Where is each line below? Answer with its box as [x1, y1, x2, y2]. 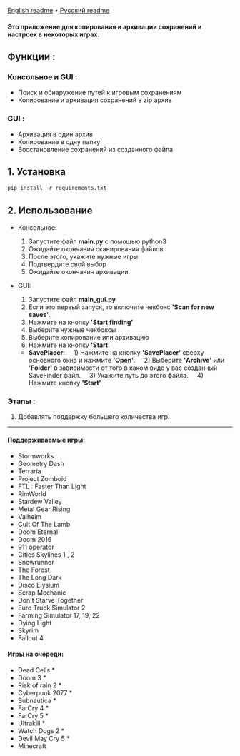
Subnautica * [17, 696, 56, 705]
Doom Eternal [17, 528, 59, 536]
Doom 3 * [17, 673, 46, 682]
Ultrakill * [17, 719, 46, 727]
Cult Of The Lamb [17, 520, 71, 528]
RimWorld [17, 489, 46, 498]
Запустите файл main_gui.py [28, 296, 116, 304]
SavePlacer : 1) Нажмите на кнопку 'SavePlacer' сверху [28, 348, 204, 357]
